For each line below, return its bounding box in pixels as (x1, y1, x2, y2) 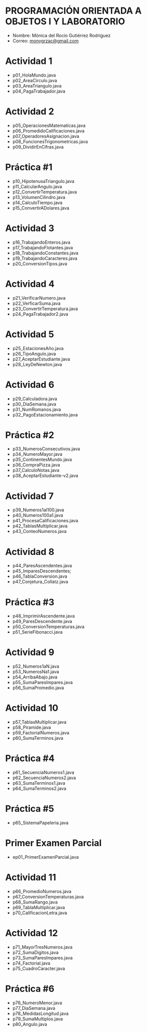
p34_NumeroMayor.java (12, 451, 63, 457)
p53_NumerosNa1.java (12, 669, 59, 675)
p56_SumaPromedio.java (12, 685, 64, 691)
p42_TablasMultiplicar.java (12, 523, 68, 529)
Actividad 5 (5, 328, 54, 340)
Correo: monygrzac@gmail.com (12, 38, 79, 44)
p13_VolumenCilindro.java (12, 194, 65, 200)
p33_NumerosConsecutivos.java (12, 446, 81, 452)
